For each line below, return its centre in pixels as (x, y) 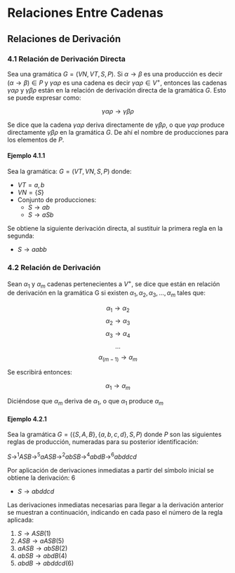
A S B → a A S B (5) (41, 541)
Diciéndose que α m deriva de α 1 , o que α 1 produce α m (85, 402)
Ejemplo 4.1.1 (26, 156)
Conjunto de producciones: (57, 200)
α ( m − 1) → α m (118, 358)
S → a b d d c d (36, 491)
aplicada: (20, 520)
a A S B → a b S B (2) (42, 548)
